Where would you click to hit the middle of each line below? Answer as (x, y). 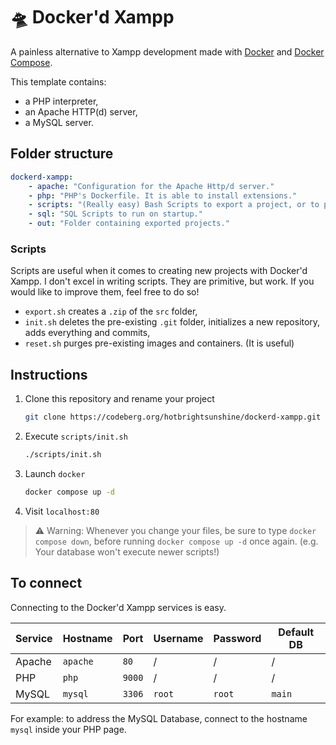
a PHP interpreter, (61, 101)
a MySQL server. (59, 122)
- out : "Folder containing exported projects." (129, 224)
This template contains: (58, 81)
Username (178, 638)
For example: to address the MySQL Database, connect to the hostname (159, 718)
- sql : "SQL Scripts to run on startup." (115, 214)
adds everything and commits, (87, 333)
